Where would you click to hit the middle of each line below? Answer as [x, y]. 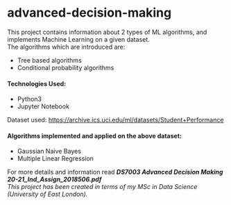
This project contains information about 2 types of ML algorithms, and [107, 32]
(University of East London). [48, 194]
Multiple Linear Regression [55, 158]
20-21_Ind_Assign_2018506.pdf [54, 179]
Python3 [29, 99]
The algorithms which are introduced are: [66, 47]
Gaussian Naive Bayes [49, 151]
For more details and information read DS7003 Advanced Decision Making [115, 172]
